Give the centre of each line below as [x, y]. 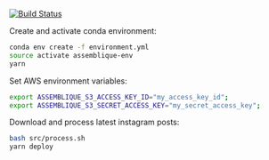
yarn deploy [31, 147]
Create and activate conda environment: [83, 31]
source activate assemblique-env [71, 55]
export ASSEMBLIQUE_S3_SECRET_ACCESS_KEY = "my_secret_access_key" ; [135, 105]
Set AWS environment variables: [68, 81]
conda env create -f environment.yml [79, 47]
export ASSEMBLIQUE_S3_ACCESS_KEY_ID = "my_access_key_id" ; [119, 97]
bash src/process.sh [48, 139]
